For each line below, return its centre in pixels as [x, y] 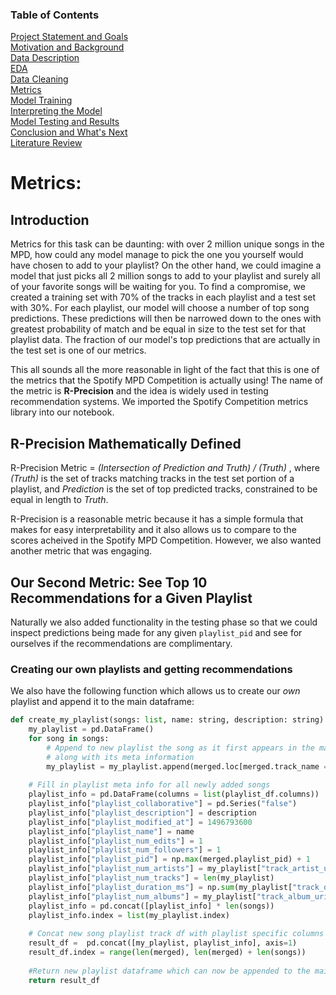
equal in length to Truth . [59, 500]
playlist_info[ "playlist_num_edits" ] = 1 [115, 841]
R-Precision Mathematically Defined [126, 443]
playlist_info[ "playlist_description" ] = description [142, 813]
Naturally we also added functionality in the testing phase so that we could [164, 622]
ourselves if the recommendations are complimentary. [121, 643]
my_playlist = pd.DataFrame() [91, 729]
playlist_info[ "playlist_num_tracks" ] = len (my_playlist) [151, 878]
